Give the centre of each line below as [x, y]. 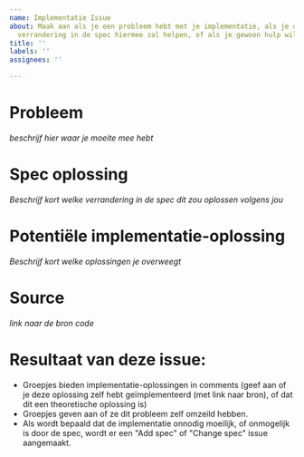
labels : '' [30, 52]
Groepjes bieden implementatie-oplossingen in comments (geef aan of [154, 384]
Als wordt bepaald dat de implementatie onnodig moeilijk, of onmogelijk [156, 423]
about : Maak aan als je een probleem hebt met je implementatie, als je [149, 26]
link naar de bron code [52, 323]
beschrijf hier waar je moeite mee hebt [81, 138]
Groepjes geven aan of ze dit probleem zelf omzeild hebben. [135, 413]
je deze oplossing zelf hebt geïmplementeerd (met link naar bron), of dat [157, 394]
